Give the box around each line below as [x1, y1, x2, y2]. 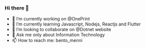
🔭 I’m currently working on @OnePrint [11, 16, 90, 22]
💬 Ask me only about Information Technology [11, 32, 105, 38]
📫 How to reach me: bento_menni [11, 37, 83, 43]
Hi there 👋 [4, 4, 29, 11]
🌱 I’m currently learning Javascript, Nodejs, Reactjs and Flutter [11, 21, 141, 27]
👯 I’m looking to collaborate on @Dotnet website [11, 26, 111, 32]
